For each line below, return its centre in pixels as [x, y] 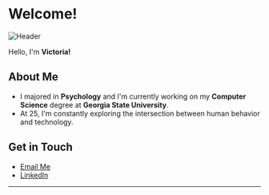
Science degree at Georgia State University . [94, 104]
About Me [33, 77]
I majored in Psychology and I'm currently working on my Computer [133, 96]
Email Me [35, 166]
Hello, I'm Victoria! [40, 51]
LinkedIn [34, 175]
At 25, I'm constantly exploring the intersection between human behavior [140, 113]
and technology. [46, 122]
